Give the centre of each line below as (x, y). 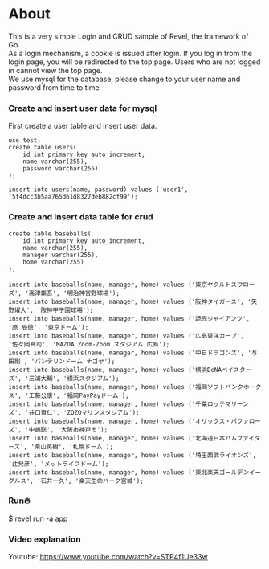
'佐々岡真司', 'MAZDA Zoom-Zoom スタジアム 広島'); (89, 344)
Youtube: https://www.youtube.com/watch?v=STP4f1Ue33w (108, 557)
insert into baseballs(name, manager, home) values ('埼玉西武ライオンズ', (132, 455)
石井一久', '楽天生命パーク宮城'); (92, 481)
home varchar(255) (53, 262)
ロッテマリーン (228, 404)
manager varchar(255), (61, 255)
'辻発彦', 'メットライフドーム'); (59, 464)
